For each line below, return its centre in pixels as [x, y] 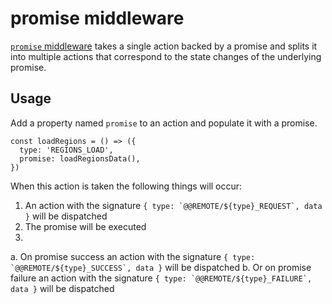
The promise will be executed [85, 226]
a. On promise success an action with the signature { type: [133, 256]
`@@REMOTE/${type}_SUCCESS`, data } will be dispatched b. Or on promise [161, 267]
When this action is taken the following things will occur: [126, 186]
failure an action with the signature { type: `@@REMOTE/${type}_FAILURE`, [161, 278]
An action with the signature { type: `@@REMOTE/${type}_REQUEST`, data [173, 205]
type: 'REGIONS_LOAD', [66, 150]
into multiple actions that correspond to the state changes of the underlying [166, 56]
